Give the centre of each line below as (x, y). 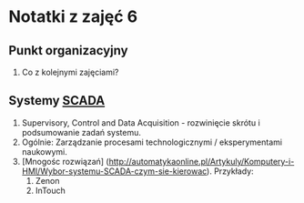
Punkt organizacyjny (68, 51)
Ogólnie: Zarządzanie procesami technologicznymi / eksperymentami (152, 142)
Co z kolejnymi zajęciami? (70, 72)
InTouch (50, 190)
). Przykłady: (230, 171)
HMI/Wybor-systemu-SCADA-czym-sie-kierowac (114, 171)
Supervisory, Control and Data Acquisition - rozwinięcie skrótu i (141, 122)
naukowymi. (44, 151)
